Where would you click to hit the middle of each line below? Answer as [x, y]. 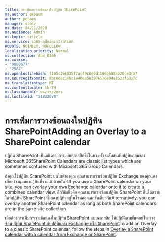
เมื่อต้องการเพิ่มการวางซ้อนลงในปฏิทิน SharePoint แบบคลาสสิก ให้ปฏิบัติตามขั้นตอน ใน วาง [80, 218]
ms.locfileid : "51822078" [32, 96]
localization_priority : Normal [37, 51]
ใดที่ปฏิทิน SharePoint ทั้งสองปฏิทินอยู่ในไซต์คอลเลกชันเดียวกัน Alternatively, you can [80, 198]
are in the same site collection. [36, 209]
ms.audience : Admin [25, 32]
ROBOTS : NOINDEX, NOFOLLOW [33, 46]
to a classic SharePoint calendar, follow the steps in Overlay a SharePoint [79, 229]
